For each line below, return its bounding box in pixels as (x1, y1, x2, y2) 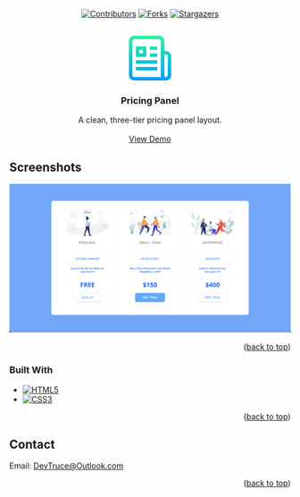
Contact (9, 437, 55, 452)
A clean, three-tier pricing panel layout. (78, 114, 222, 125)
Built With (9, 364, 54, 376)
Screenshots (9, 159, 82, 174)
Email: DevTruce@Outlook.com (9, 460, 124, 471)
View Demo (129, 134, 171, 145)
